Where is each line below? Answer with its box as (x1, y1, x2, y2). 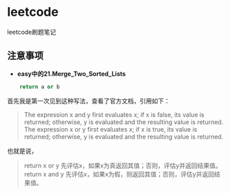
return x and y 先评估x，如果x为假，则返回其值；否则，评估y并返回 (23, 170, 215, 178)
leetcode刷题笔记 (7, 28, 56, 36)
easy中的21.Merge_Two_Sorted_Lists (17, 70, 126, 78)
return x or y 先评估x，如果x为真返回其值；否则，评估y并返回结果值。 (23, 161, 222, 170)
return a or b (19, 83, 60, 90)
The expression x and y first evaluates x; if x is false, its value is (23, 110, 205, 119)
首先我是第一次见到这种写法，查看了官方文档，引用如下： (7, 96, 170, 105)
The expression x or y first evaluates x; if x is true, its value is (23, 125, 198, 133)
